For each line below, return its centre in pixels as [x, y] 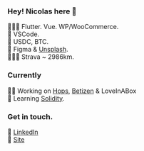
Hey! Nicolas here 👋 [42, 11]
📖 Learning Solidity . [36, 98]
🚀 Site [16, 139]
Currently [24, 75]
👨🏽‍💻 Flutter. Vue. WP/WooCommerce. [63, 27]
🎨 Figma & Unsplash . [38, 50]
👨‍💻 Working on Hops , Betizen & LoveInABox [72, 91]
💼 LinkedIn [23, 132]
